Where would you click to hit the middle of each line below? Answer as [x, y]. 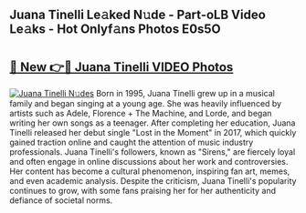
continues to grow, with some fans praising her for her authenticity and [143, 191]
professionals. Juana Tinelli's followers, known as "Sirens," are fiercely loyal [153, 152]
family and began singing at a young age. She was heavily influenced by [145, 103]
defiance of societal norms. [61, 200]
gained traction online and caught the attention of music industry [132, 142]
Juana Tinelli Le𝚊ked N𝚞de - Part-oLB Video [138, 15]
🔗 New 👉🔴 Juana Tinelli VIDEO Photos [121, 67]
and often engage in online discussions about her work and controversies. [149, 162]
